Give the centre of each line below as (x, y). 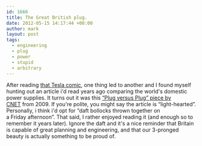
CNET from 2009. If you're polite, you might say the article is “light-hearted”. (101, 104)
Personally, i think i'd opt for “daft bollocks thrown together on (84, 111)
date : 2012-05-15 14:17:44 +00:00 (50, 23)
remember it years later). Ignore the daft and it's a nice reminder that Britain (100, 124)
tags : (13, 40)
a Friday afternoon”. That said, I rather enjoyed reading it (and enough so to (100, 117)
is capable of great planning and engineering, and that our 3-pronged (93, 130)
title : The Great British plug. (47, 17)
